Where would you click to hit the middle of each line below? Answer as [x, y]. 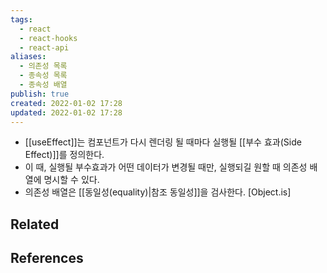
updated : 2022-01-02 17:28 [66, 112]
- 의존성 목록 [43, 66]
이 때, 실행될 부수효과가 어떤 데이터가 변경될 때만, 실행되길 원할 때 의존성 [166, 167]
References [47, 258]
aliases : [28, 57]
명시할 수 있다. [71, 180]
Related [35, 224]
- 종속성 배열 [43, 85]
